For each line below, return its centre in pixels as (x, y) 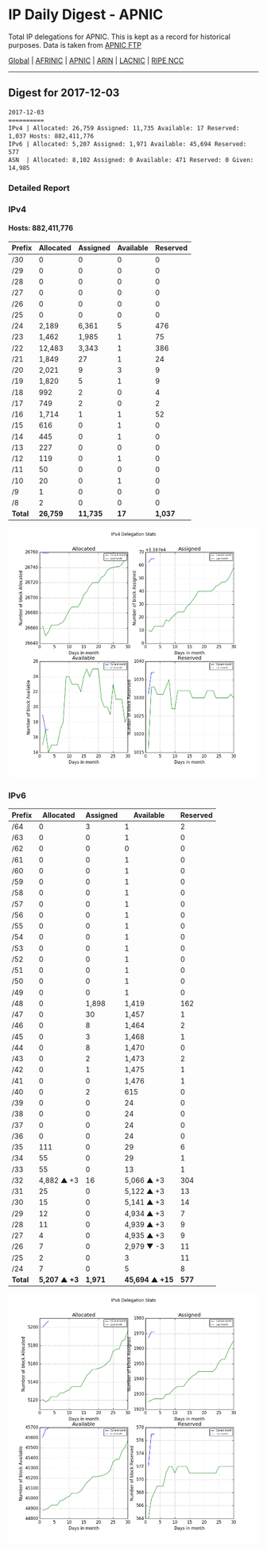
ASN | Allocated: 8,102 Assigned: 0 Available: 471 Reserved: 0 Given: (131, 160)
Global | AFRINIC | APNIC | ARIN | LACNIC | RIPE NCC (96, 60)
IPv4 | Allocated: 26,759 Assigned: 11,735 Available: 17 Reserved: (124, 128)
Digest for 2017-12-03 (64, 93)
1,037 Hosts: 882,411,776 (51, 136)
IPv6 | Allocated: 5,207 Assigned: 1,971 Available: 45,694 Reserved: (128, 144)
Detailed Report (39, 188)
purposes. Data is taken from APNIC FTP (75, 45)
